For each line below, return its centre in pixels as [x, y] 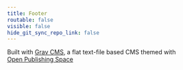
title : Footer [27, 13]
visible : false [29, 26]
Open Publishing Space [40, 60]
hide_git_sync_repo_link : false [53, 33]
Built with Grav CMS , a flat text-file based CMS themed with [91, 52]
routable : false [30, 20]
